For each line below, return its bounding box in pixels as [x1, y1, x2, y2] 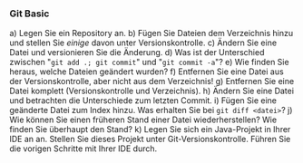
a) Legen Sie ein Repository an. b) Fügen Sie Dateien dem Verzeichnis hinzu [9, 28, 294, 39]
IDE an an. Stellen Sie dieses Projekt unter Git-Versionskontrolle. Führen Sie [9, 134, 291, 145]
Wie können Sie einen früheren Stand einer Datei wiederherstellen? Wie [9, 114, 278, 125]
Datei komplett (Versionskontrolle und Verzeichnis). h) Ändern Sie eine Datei [9, 85, 295, 97]
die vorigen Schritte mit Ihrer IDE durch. [9, 143, 158, 154]
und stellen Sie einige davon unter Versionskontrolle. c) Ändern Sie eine [9, 37, 278, 48]
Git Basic [9, 7, 50, 20]
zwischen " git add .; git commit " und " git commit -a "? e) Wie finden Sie [9, 57, 289, 68]
